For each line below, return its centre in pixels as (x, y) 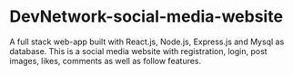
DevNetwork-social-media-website (146, 17)
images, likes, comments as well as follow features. (106, 61)
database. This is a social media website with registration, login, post (138, 51)
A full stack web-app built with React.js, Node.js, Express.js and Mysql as (147, 42)
